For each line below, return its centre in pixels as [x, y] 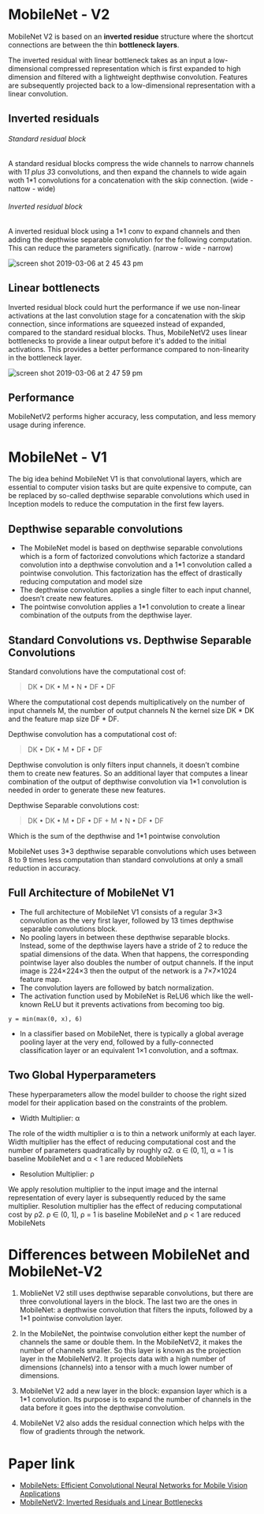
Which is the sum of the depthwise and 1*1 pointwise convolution [114, 836]
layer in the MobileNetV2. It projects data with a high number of [123, 1359]
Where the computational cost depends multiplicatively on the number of [127, 702]
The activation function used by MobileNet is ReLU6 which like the [128, 996]
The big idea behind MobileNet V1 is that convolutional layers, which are [125, 479]
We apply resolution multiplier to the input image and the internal [113, 1189]
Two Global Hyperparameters [82, 1076]
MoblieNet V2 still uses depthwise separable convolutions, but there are [136, 1293]
